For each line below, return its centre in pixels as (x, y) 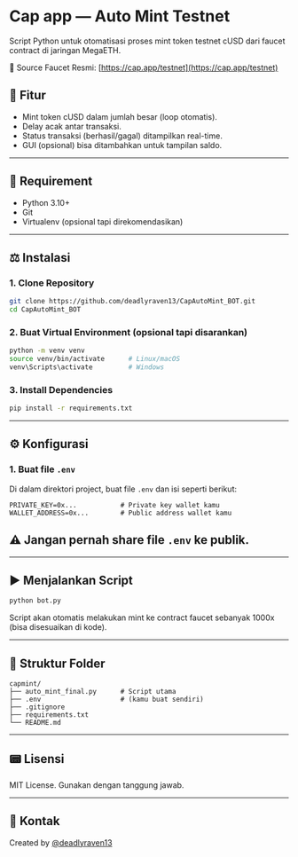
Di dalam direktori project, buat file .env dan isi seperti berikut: (123, 489)
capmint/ (25, 684)
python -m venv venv (47, 351)
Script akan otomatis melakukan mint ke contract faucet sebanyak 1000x (142, 617)
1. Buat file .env (42, 469)
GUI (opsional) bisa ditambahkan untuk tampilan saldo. (122, 145)
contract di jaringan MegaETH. (65, 50)
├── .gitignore (37, 707)
